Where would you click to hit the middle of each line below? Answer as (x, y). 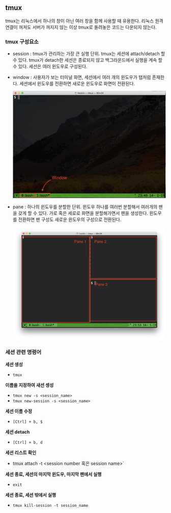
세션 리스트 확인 (21, 452)
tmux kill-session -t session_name (50, 505)
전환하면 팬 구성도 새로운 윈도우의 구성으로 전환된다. (70, 220)
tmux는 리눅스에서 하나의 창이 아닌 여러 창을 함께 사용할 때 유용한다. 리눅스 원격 (84, 21)
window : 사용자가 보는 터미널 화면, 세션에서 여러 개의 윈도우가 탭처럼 (82, 77)
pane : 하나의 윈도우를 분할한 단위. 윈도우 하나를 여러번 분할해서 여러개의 (85, 207)
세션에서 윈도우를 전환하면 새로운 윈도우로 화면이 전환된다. (77, 84)
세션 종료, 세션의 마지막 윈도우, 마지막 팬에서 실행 (53, 474)
